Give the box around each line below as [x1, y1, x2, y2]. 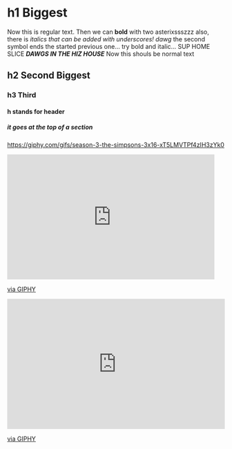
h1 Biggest [7, 5, 68, 21]
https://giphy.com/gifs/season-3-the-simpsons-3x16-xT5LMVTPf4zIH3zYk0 [7, 140, 224, 149]
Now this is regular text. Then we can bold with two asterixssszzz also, [7, 28, 209, 36]
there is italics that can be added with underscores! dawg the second [7, 34, 206, 43]
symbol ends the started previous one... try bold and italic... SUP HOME [7, 42, 211, 50]
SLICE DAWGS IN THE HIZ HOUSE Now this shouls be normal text [7, 50, 195, 58]
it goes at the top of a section [7, 123, 93, 132]
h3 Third [7, 90, 37, 100]
